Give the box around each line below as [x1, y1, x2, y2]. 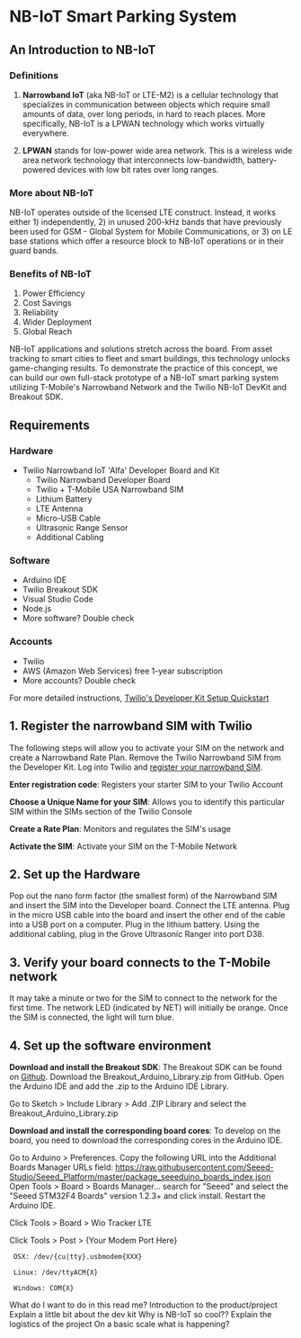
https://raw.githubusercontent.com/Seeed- [115, 1162, 274, 1173]
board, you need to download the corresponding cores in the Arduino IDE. [9, 1135, 283, 1146]
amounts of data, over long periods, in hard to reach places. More [22, 108, 266, 119]
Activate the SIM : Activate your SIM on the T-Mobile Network [9, 841, 238, 852]
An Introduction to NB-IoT [9, 42, 156, 58]
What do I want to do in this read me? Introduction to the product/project [9, 1299, 279, 1310]
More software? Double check [22, 613, 135, 624]
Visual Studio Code [22, 593, 94, 604]
